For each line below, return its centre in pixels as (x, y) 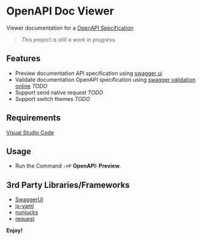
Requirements (33, 118)
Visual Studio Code (30, 132)
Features (23, 59)
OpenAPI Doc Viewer (60, 11)
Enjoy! (15, 230)
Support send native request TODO (59, 92)
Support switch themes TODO (52, 99)
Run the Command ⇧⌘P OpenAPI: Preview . (68, 166)
